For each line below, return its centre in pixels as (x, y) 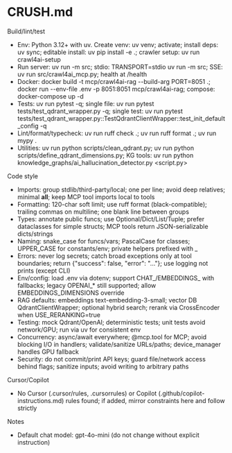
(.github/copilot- (181, 393)
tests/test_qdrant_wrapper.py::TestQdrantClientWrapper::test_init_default (121, 118)
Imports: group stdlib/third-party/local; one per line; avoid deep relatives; (121, 189)
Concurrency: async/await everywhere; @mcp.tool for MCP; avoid (112, 336)
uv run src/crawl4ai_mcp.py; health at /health (82, 74)
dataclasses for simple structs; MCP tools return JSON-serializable (113, 226)
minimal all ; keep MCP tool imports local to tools (86, 197)
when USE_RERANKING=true (59, 315)
